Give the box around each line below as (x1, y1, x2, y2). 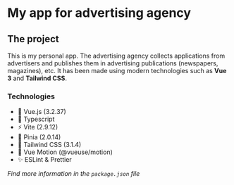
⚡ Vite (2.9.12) (17, 123, 58, 132)
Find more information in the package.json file (7, 170, 140, 178)
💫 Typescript (17, 115, 55, 124)
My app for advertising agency (7, 5, 192, 21)
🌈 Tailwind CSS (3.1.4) (17, 141, 82, 149)
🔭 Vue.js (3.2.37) (17, 108, 67, 116)
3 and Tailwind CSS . (7, 74, 67, 82)
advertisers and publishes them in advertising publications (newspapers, (7, 59, 218, 68)
